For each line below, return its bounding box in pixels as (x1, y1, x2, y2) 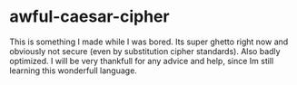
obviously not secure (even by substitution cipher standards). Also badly (9, 45, 281, 56)
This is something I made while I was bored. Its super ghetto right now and (9, 36, 289, 47)
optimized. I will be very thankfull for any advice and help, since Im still (9, 55, 274, 66)
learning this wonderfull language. (9, 65, 138, 76)
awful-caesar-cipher (9, 6, 170, 27)
